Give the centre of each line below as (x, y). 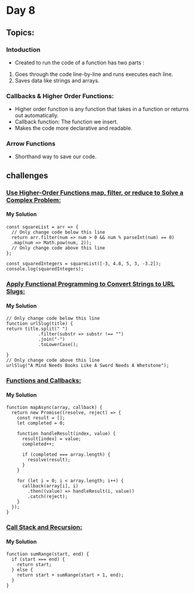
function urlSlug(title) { (40, 324)
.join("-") (52, 340)
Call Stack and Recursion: (44, 528)
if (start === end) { (38, 560)
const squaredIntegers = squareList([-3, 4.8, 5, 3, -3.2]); (84, 263)
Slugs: (16, 291)
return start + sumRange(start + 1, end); (70, 575)
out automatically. (37, 116)
